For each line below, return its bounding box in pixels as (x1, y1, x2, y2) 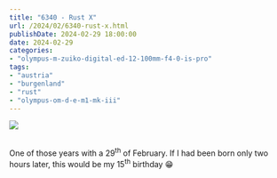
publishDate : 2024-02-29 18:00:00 (9, 29, 138, 38)
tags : (9, 63, 29, 72)
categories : (9, 46, 53, 55)
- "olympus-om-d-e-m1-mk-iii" (9, 95, 122, 105)
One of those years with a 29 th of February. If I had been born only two (9, 146, 269, 158)
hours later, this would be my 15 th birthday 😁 (9, 158, 174, 169)
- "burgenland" (9, 79, 66, 88)
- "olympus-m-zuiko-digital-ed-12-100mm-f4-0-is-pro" (9, 54, 213, 63)
